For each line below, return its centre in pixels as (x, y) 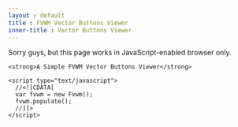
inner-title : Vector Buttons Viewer (70, 30)
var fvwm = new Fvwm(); (54, 95)
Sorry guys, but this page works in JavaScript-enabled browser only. (120, 53)
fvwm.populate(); (44, 102)
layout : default (37, 15)
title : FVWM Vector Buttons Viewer (68, 23)
